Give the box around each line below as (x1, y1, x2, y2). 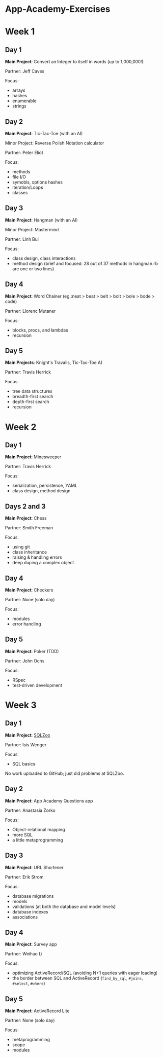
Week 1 (5, 26, 35, 37)
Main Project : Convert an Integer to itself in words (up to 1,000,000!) (5, 59, 144, 65)
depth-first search (12, 399, 50, 405)
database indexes (12, 909, 48, 914)
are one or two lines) (12, 265, 54, 272)
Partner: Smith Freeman (5, 525, 53, 531)
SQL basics (12, 761, 36, 766)
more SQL (12, 832, 33, 838)
